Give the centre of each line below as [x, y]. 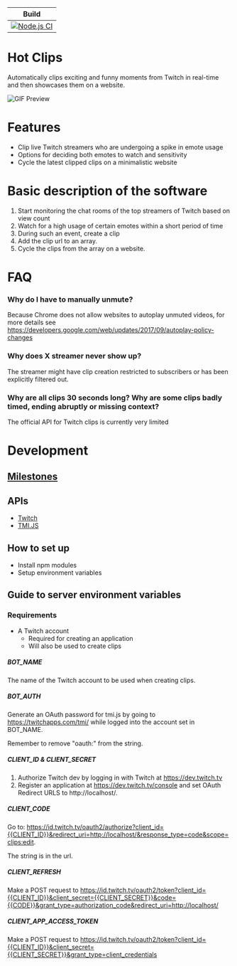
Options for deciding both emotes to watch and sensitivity [102, 154]
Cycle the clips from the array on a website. [81, 248]
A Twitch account [43, 631]
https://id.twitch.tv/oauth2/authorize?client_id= [95, 827]
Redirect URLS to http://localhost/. [67, 792]
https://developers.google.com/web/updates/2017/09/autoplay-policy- [111, 330]
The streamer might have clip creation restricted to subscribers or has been [118, 371]
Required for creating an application [81, 638]
